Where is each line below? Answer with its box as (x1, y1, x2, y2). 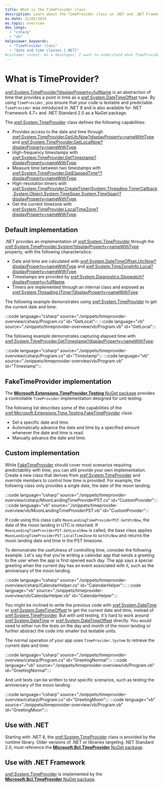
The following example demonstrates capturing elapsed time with (5, 333, 136, 339)
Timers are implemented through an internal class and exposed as (12, 284, 145, 290)
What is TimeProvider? (5, 73, 99, 84)
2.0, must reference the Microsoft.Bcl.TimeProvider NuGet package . (5, 744, 144, 750)
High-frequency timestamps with (12, 149, 79, 156)
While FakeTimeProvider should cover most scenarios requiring (5, 462, 132, 467)
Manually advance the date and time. (12, 435, 86, 441)
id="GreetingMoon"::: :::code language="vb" (66, 697, 156, 702)
